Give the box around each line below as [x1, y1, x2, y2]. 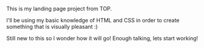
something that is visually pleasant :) [6, 23, 98, 30]
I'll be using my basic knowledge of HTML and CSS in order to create [6, 17, 180, 23]
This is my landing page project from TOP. [6, 5, 112, 12]
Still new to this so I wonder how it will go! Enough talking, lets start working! [6, 35, 199, 41]
